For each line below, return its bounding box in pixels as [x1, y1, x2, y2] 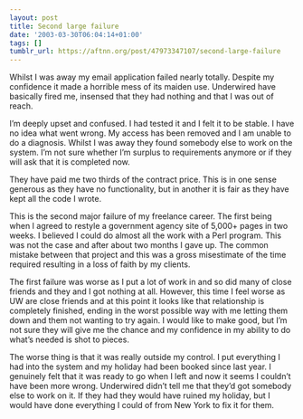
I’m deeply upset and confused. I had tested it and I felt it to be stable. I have [9, 119, 295, 129]
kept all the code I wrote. [9, 194, 102, 205]
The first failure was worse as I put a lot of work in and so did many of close [9, 277, 292, 288]
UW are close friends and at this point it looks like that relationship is [9, 296, 265, 307]
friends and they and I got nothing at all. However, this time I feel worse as [9, 286, 286, 297]
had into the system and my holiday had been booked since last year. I [9, 361, 271, 372]
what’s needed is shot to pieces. [9, 334, 129, 345]
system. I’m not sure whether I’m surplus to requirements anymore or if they [9, 147, 292, 158]
